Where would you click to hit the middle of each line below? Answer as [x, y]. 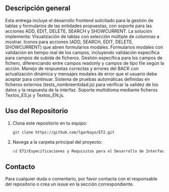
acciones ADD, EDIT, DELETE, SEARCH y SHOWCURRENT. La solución [79, 31]
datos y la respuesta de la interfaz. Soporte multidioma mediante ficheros [81, 89]
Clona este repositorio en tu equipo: [50, 123]
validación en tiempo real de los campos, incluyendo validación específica [82, 52]
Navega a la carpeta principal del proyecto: [57, 142]
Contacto [20, 167]
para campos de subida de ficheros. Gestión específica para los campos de [84, 58]
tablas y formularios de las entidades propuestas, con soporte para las [79, 26]
